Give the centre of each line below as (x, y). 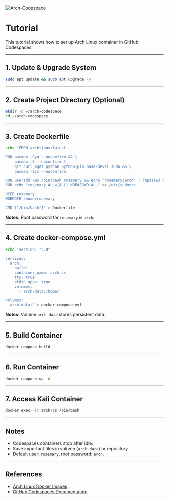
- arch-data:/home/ (39, 291)
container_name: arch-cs (40, 273)
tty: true (25, 277)
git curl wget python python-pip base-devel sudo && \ (73, 166)
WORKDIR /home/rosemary (30, 199)
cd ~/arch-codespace (27, 116)
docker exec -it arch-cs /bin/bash (43, 411)
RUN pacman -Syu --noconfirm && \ (41, 157)
